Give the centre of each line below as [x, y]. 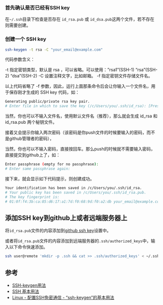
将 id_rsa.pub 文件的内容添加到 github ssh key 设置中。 [58, 230]
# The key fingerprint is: [32, 197]
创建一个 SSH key [26, 39]
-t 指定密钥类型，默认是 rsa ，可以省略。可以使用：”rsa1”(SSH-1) [70, 70]
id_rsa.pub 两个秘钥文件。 [31, 122]
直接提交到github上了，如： [33, 155]
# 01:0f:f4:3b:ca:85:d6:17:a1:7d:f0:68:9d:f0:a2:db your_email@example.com [83, 201]
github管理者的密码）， [32, 139]
